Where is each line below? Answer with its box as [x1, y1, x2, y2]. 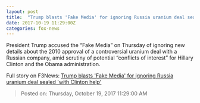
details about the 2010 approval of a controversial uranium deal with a [6, 48, 177, 55]
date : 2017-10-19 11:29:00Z [6, 20, 76, 26]
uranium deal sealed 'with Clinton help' [6, 79, 102, 86]
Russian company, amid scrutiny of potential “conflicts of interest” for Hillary [6, 54, 193, 61]
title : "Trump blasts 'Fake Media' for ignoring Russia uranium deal [6, 14, 185, 20]
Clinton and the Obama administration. [6, 61, 101, 68]
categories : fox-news [6, 25, 60, 32]
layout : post [6, 8, 39, 15]
